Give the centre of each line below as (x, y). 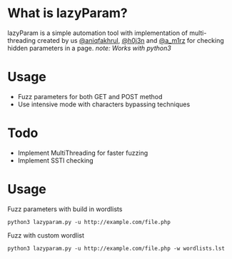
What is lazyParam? (67, 13)
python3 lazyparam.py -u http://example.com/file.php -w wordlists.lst (116, 248)
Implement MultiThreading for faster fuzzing (83, 153)
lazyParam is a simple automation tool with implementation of (97, 33)
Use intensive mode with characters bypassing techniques (104, 104)
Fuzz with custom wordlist (46, 235)
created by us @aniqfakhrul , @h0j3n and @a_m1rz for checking (131, 40)
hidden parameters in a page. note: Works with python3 (89, 48)
